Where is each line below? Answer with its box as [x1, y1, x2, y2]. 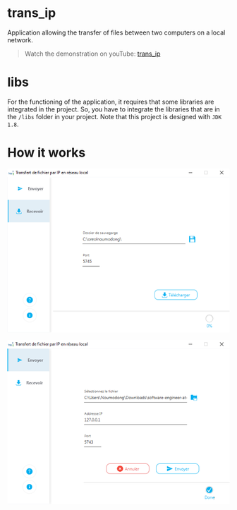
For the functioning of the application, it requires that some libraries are [7, 97, 214, 106]
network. [7, 35, 34, 44]
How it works [7, 145, 86, 161]
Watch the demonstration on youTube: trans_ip [24, 49, 161, 58]
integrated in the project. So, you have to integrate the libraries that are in [7, 104, 220, 114]
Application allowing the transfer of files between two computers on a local [7, 28, 226, 37]
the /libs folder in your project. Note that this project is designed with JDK [7, 112, 222, 121]
